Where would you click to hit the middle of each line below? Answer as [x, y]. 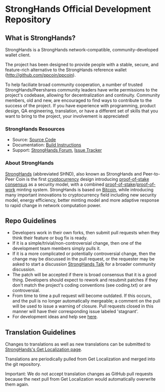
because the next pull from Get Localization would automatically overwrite [81, 379]
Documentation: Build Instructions [47, 145]
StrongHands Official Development [78, 9]
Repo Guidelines [31, 221]
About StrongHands [30, 163]
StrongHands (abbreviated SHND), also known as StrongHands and [73, 174]
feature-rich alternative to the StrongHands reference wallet [66, 70]
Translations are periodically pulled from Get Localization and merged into [80, 359]
